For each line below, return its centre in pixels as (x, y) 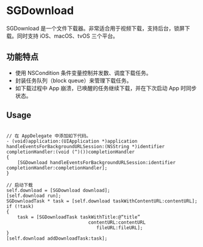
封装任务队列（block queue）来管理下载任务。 (73, 81)
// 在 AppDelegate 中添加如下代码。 (49, 136)
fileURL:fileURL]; (120, 227)
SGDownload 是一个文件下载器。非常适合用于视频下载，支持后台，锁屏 (95, 28)
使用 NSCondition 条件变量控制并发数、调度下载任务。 (83, 73)
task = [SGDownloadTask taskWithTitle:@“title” (79, 217)
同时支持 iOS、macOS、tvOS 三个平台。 (68, 36)
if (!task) (20, 206)
